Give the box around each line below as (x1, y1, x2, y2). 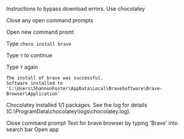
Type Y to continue (6, 52, 52, 59)
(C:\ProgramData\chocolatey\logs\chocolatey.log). (6, 108, 131, 115)
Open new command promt (6, 28, 74, 36)
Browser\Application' (6, 91, 61, 97)
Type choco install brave (6, 40, 72, 47)
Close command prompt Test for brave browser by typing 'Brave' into (6, 120, 179, 126)
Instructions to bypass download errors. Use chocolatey (6, 5, 146, 12)
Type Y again (6, 63, 38, 70)
